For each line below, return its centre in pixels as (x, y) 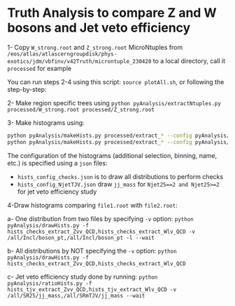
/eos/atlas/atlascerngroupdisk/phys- (62, 54)
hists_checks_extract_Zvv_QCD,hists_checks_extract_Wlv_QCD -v (101, 232)
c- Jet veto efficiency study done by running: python (83, 277)
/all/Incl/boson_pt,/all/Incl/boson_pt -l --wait (81, 238)
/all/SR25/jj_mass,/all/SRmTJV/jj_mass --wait (76, 295)
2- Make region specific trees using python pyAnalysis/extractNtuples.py (114, 102)
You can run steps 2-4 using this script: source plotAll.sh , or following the (116, 81)
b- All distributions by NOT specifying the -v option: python (92, 251)
